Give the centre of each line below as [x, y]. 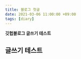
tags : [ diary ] [20, 19]
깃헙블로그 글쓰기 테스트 [28, 33]
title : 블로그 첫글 [22, 10]
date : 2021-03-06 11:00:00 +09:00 [41, 14]
